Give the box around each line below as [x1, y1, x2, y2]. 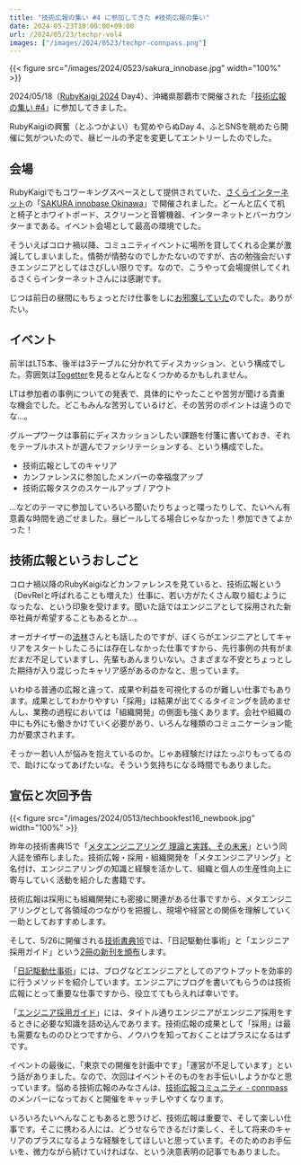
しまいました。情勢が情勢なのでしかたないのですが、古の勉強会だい [32, 251, 285, 261]
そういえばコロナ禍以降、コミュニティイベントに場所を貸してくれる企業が [9, 240, 285, 251]
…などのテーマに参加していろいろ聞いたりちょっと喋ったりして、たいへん [9, 501, 283, 512]
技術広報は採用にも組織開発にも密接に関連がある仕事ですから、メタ [9, 893, 261, 904]
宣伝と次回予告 [9, 788, 93, 804]
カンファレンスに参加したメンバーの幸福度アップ [22, 471, 204, 481]
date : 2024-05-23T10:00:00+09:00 [9, 22, 135, 31]
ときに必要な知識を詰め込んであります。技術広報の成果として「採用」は [16, 1018, 284, 1028]
